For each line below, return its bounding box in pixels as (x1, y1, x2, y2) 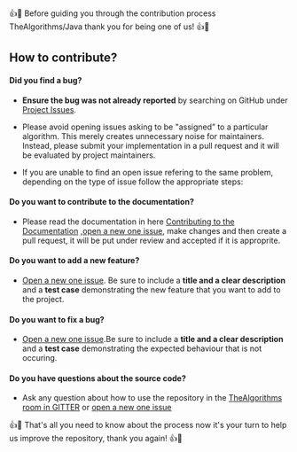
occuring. (21, 353, 58, 363)
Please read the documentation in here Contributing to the (21, 216, 235, 227)
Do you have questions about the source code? (9, 372, 186, 384)
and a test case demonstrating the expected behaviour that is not (21, 343, 262, 354)
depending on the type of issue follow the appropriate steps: (21, 176, 244, 187)
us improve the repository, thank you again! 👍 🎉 (9, 433, 184, 444)
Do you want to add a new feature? (9, 255, 140, 266)
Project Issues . (21, 104, 77, 114)
